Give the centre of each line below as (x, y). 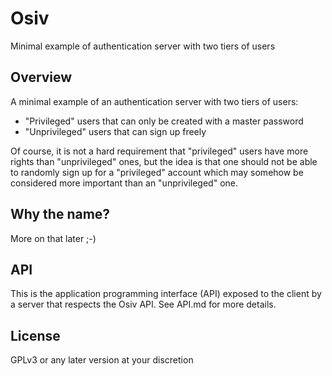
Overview (41, 77)
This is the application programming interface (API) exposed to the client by (166, 294)
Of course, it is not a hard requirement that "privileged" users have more (159, 151)
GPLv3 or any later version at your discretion (102, 360)
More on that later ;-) (53, 238)
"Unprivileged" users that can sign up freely (115, 131)
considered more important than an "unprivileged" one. (124, 183)
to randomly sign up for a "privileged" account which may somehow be (157, 172)
